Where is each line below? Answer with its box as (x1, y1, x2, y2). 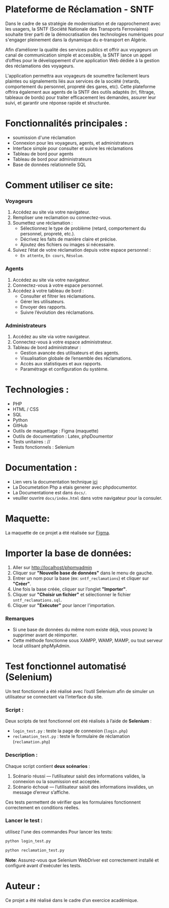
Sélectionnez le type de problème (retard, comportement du (20, 225, 146, 231)
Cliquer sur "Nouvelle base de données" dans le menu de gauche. (12, 570, 153, 576)
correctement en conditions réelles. (5, 804, 80, 811)
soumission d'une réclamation (12, 134, 76, 141)
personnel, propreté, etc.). (20, 231, 75, 237)
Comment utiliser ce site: (5, 179, 113, 191)
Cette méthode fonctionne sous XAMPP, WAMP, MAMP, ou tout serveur (12, 637, 163, 643)
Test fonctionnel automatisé (5, 661, 126, 672)
